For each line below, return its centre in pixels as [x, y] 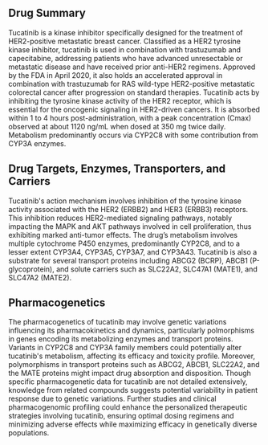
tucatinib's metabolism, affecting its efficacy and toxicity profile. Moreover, [132, 356]
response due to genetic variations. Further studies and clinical [112, 399]
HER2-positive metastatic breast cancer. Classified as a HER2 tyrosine [124, 41]
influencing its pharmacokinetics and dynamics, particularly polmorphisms [132, 331]
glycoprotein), [31, 269]
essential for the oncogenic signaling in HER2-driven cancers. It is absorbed [134, 109]
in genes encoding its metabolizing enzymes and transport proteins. [121, 339]
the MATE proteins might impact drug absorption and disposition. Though [130, 374]
